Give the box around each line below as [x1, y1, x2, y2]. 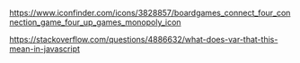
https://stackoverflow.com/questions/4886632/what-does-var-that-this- [9, 35, 278, 44]
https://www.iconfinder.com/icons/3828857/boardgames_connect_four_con [9, 8, 291, 18]
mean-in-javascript [9, 43, 81, 54]
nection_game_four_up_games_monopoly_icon [9, 17, 181, 28]
